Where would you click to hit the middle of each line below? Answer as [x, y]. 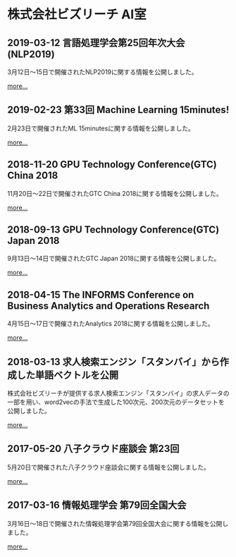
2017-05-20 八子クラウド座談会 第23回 [93, 449]
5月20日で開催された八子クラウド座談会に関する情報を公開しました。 [108, 467]
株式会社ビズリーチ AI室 [77, 14]
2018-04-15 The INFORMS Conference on [101, 294]
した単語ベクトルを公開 [67, 375]
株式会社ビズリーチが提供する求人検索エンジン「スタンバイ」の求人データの [118, 393]
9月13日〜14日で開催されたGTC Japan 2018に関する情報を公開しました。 [114, 259]
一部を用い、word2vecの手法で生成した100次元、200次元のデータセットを [116, 402]
